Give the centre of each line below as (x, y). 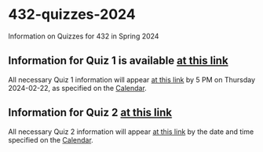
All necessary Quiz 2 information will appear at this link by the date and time (131, 132)
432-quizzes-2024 (72, 14)
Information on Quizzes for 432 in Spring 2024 (84, 36)
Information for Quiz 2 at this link (90, 112)
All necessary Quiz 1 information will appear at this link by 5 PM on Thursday (132, 79)
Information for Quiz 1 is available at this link (119, 61)
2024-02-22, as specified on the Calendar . (77, 88)
